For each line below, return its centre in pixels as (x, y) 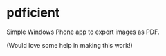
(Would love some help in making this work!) (70, 45)
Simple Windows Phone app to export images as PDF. (83, 32)
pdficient (33, 13)
